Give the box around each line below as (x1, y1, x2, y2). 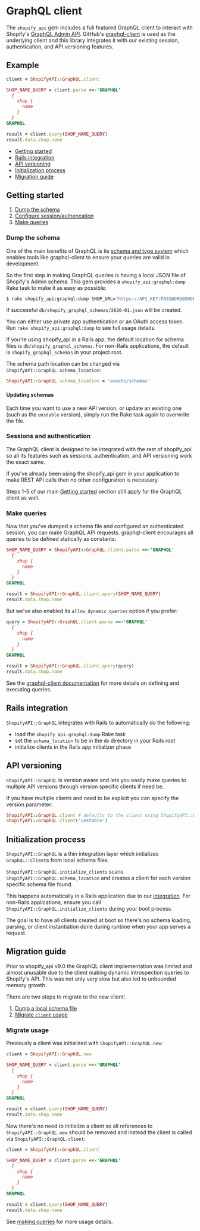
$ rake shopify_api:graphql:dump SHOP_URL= (6, 296, 116, 302)
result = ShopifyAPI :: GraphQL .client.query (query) (6, 663, 135, 669)
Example (6, 60, 39, 71)
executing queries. (6, 685, 52, 693)
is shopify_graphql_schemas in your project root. (6, 348, 123, 356)
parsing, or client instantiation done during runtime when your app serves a (6, 923, 191, 930)
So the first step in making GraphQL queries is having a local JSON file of (6, 271, 186, 278)
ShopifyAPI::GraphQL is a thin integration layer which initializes (6, 850, 159, 858)
